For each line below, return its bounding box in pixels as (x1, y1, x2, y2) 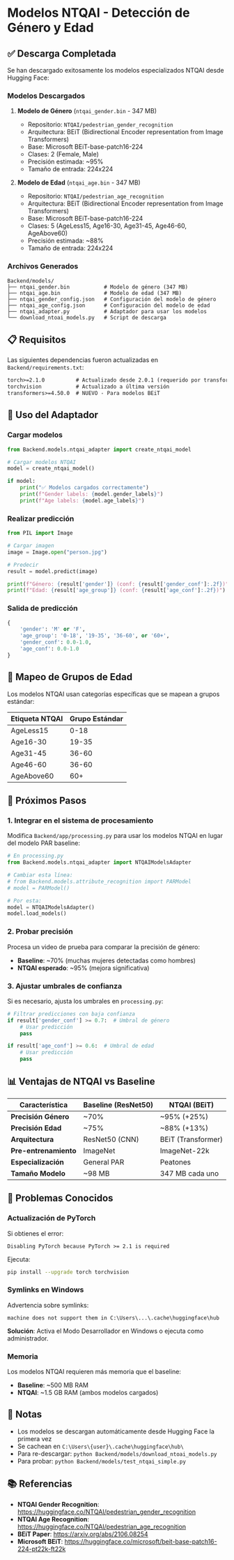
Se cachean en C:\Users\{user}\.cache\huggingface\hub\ (17, 1442, 185, 1450)
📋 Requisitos (7, 333, 66, 345)
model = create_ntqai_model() (7, 465, 95, 472)
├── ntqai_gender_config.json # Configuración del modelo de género (7, 296, 217, 303)
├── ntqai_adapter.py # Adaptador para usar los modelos (7, 308, 208, 315)
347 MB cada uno (159, 1169, 219, 1178)
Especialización (10, 1157, 64, 1167)
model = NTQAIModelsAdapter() (7, 904, 95, 911)
